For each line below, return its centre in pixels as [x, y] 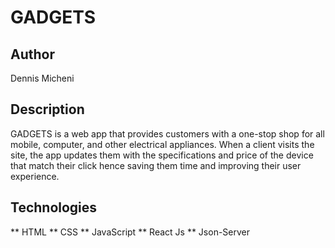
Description [47, 109]
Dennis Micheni [42, 78]
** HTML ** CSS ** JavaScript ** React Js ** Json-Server [130, 232]
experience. [35, 176]
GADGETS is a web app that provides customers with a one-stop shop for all [167, 133]
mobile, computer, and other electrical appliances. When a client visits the [162, 144]
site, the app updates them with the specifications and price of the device [162, 155]
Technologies [54, 207]
